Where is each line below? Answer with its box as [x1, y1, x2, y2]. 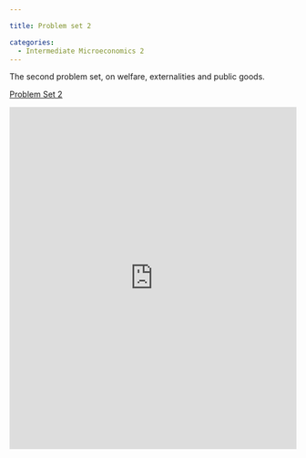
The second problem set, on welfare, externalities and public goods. [9, 71, 266, 82]
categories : [9, 37, 55, 47]
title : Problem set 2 [9, 21, 92, 30]
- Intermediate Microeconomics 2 [17, 47, 145, 56]
